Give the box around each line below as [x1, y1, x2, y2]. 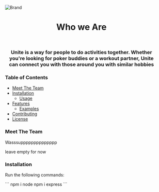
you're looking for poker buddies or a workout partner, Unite [9, 55, 154, 62]
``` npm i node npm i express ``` [5, 181, 68, 187]
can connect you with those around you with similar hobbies [9, 61, 154, 68]
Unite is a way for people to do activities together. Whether [11, 49, 152, 56]
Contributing [12, 111, 37, 117]
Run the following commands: [5, 172, 64, 178]
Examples [19, 106, 39, 112]
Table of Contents [5, 74, 48, 81]
